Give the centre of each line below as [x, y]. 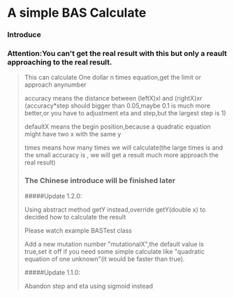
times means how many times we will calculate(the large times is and [124, 147]
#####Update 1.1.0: [52, 272]
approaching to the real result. [60, 62]
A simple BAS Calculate [77, 13]
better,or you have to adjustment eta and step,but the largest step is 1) [125, 113]
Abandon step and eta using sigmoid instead [89, 286]
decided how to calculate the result [75, 217]
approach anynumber [56, 85]
